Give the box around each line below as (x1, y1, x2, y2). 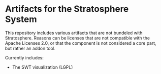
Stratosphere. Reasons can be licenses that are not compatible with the (5, 35, 150, 41)
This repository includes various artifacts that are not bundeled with (5, 30, 143, 36)
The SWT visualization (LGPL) (12, 64, 73, 70)
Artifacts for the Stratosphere (5, 3, 129, 15)
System (5, 14, 37, 25)
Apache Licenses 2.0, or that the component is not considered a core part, (5, 40, 157, 46)
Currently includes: (5, 55, 44, 60)
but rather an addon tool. (5, 45, 56, 51)
